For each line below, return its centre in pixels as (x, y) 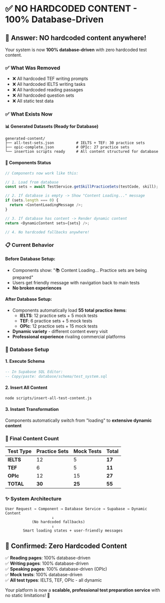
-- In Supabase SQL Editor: (34, 372)
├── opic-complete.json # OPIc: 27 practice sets (67, 147)
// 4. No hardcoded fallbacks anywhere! (48, 232)
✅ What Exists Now (29, 114)
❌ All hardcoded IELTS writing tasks (49, 84)
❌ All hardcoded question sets (43, 95)
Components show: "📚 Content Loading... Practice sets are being (80, 270)
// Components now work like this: (42, 173)
